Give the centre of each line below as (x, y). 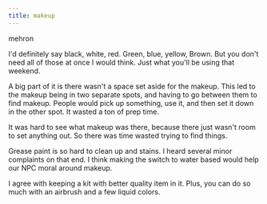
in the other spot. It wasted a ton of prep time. (84, 112)
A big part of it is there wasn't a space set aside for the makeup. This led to (132, 86)
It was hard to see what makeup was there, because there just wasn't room (132, 127)
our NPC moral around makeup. (60, 167)
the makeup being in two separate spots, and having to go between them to (133, 94)
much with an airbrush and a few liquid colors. (84, 191)
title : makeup (32, 16)
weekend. (24, 71)
